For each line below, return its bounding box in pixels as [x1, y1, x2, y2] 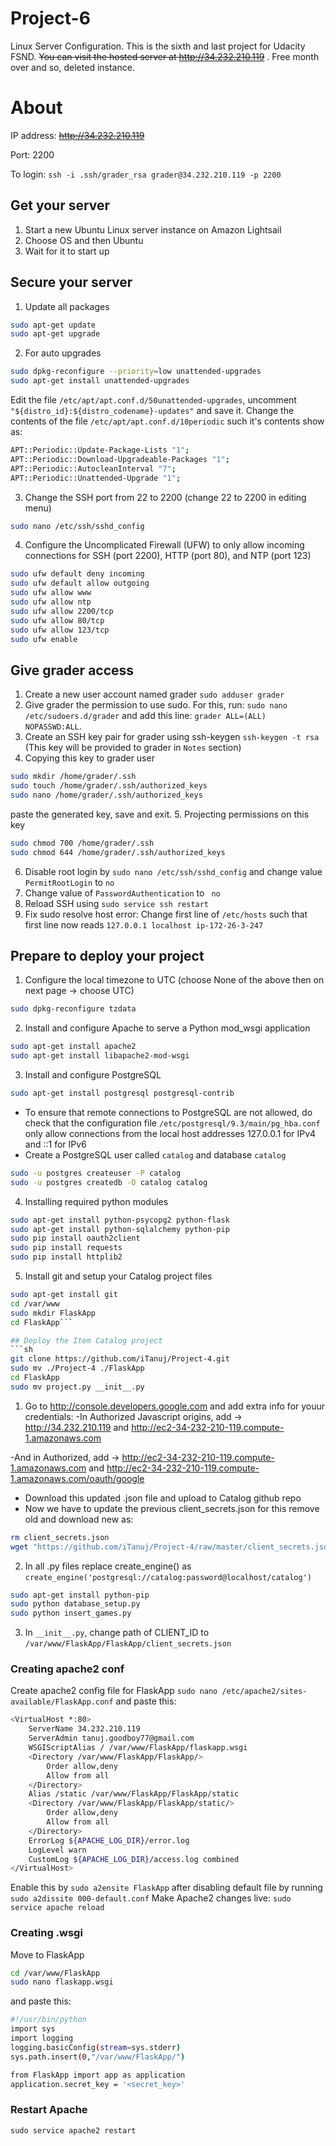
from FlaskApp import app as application [10, 2070, 186, 2080]
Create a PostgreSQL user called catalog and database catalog [24, 1148, 287, 1161]
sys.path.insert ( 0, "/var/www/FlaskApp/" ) [10, 2052, 186, 2062]
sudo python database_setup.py [10, 1599, 141, 1609]
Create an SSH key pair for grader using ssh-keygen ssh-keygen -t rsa [24, 731, 320, 743]
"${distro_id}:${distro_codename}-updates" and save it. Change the [10, 405, 295, 416]
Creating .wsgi [10, 1926, 83, 1940]
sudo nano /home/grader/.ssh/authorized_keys [10, 790, 203, 800]
